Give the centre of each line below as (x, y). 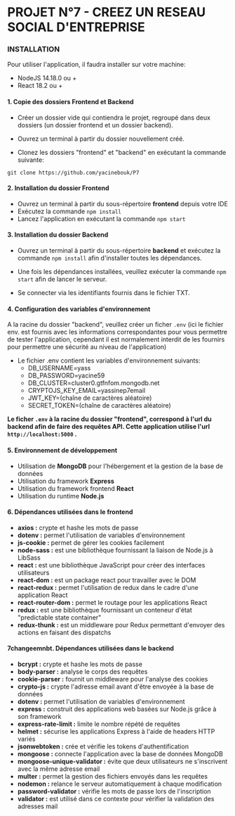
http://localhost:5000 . (42, 434)
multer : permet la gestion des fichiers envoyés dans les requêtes (113, 776)
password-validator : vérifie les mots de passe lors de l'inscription (114, 791)
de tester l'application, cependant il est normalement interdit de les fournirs (116, 339)
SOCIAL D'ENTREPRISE (76, 27)
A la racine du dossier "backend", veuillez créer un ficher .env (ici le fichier (115, 325)
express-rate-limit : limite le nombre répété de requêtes (99, 724)
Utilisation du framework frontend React (76, 488)
